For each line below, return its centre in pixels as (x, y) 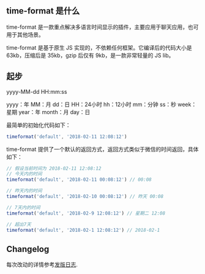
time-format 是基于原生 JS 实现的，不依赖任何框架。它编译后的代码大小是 (99, 47)
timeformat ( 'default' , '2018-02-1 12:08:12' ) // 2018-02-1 (83, 230)
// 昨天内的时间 (24, 191)
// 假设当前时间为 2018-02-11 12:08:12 (54, 168)
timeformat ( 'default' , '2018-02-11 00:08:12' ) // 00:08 (79, 180)
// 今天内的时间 (24, 174)
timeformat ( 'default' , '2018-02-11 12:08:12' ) (67, 137)
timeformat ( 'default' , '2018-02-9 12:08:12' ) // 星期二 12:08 (86, 213)
